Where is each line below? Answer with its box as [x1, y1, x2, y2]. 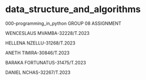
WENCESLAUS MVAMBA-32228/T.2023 [5, 30, 90, 36]
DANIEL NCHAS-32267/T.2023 [5, 69, 71, 75]
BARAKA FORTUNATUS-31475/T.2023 [5, 59, 86, 65]
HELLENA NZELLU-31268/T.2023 [5, 39, 75, 46]
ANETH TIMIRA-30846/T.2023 [5, 50, 70, 56]
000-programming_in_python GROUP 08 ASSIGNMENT [5, 20, 122, 26]
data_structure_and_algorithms [5, 4, 141, 15]
